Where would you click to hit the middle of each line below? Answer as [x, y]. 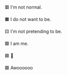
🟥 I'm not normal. [23, 7]
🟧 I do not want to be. [28, 19]
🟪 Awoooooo [19, 68]
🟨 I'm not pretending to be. [33, 31]
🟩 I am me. [17, 43]
